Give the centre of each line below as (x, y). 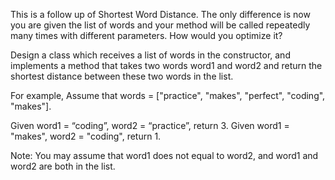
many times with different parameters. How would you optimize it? (146, 35)
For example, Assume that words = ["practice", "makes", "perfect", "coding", (168, 95)
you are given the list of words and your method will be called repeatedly (160, 25)
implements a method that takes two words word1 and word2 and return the (166, 65)
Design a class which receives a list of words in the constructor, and (150, 55)
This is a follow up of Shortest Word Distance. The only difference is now (160, 14)
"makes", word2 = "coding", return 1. (86, 136)
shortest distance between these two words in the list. (122, 76)
